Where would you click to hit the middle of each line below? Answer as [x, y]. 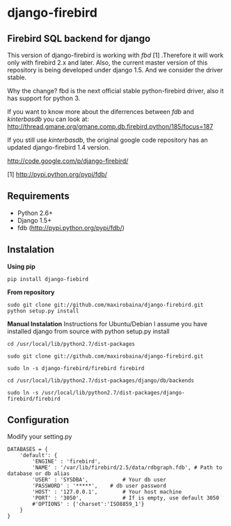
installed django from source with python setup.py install [88, 331]
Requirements [38, 196]
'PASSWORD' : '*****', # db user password [99, 486]
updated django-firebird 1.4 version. [59, 147]
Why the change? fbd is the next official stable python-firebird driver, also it [115, 91]
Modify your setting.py [40, 437]
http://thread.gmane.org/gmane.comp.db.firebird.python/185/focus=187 [110, 126]
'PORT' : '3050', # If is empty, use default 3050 [126, 498]
